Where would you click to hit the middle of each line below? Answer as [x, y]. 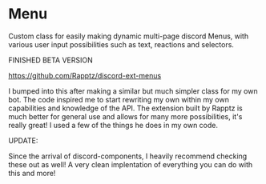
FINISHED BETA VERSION [51, 60]
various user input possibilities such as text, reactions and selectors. [121, 44]
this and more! [32, 173]
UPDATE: [23, 140]
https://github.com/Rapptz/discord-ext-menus [85, 75]
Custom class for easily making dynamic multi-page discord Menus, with [129, 36]
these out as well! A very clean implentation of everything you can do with [131, 164]
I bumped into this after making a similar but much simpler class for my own [133, 91]
